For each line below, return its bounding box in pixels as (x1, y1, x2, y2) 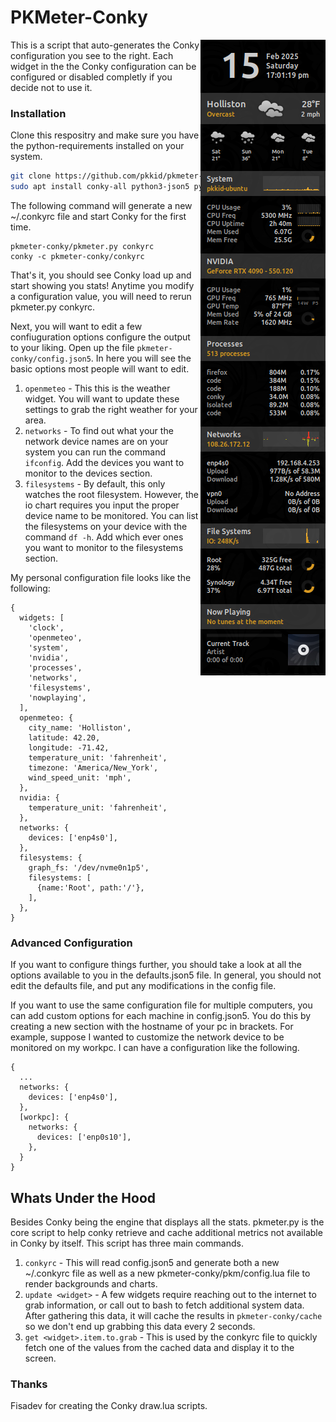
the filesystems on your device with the (24, 520, 188, 532)
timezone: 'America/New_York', (28, 762, 159, 773)
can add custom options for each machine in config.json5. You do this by (10, 1010, 312, 1022)
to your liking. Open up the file (10, 341, 135, 353)
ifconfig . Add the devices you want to (24, 456, 185, 468)
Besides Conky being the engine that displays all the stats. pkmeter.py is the (10, 1216, 325, 1228)
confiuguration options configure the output (10, 331, 191, 343)
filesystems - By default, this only (24, 477, 166, 490)
